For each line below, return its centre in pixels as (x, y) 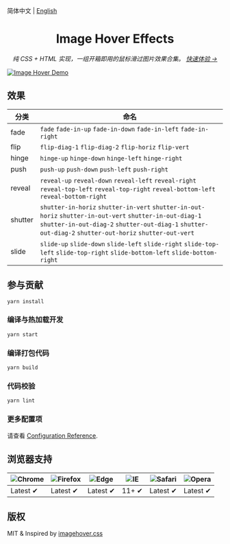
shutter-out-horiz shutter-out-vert (136, 233)
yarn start (23, 334)
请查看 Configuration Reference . (52, 436)
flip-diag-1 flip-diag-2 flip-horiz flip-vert (115, 147)
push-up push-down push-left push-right (104, 169)
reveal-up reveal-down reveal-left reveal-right (118, 180)
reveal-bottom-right (74, 196)
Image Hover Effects (115, 39)
